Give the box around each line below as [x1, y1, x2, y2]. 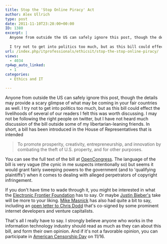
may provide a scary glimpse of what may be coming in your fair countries [5, 100, 158, 106]
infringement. [5, 177, 33, 183]
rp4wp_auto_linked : [5, 63, 46, 68]
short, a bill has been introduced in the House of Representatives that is [5, 126, 152, 132]
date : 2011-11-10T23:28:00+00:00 [5, 21, 75, 26]
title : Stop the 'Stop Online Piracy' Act [5, 7, 94, 12]
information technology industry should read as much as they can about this [5, 223, 162, 229]
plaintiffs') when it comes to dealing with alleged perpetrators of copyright [5, 172, 158, 178]
